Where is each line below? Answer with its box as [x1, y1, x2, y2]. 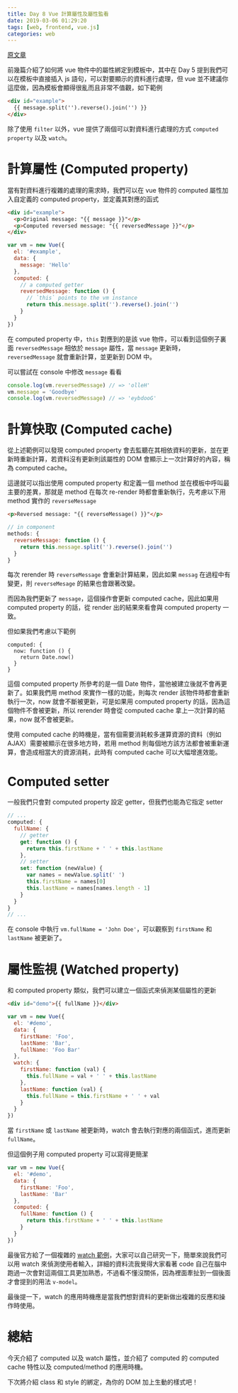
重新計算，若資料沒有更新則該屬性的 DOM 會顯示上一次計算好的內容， [19, 455, 225, 463]
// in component [7, 524, 55, 531]
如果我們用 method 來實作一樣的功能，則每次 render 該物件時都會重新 [25, 689, 230, 697]
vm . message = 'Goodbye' [7, 388, 78, 395]
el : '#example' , [13, 248, 62, 256]
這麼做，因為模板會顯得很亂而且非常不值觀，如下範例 [7, 83, 163, 92]
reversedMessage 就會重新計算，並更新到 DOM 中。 [7, 353, 156, 361]
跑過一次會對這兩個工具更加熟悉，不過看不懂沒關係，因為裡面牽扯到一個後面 [7, 1268, 231, 1276]
